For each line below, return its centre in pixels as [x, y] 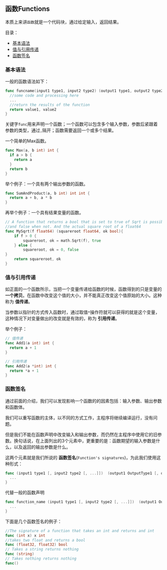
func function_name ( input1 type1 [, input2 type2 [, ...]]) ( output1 [81, 502]
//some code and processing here [44, 95]
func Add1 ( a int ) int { [30, 343]
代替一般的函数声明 [25, 493]
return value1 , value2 [33, 109]
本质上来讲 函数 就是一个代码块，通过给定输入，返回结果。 [63, 22]
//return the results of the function [50, 105]
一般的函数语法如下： [27, 82]
